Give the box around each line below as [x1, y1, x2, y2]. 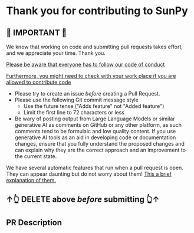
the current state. [14, 153, 57, 160]
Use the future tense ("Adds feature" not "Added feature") [23, 103, 165, 110]
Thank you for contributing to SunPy [6, 4, 189, 18]
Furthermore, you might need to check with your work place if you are [6, 73, 176, 79]
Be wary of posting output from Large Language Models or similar [14, 115, 175, 122]
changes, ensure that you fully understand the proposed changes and [14, 140, 185, 147]
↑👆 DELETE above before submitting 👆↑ [6, 195, 160, 205]
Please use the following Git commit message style [14, 96, 139, 103]
